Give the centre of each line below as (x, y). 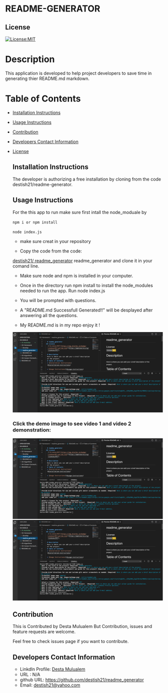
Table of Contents (43, 99)
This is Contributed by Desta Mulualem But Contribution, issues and (82, 626)
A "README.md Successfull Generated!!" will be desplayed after (86, 310)
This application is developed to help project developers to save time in (78, 73)
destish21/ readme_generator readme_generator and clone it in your (82, 260)
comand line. (26, 266)
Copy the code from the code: (51, 251)
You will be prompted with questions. (58, 300)
